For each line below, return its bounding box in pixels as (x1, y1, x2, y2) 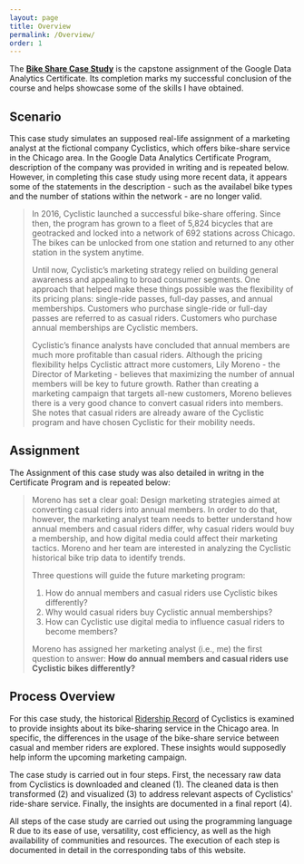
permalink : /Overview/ (9, 30, 95, 39)
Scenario (9, 109, 62, 124)
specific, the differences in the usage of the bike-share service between (9, 732, 279, 743)
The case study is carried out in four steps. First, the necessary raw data (9, 769, 281, 780)
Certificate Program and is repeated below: (9, 477, 171, 488)
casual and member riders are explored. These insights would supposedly (9, 742, 287, 752)
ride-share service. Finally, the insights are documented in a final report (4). (9, 798, 292, 809)
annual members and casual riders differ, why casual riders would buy (31, 523, 295, 534)
